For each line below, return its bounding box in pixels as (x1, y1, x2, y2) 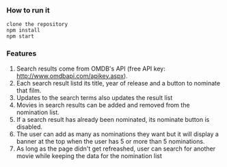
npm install (6, 27, 40, 34)
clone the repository (6, 21, 68, 28)
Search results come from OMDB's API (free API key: (16, 64, 165, 73)
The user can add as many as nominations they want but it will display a (16, 129, 219, 138)
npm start (6, 33, 35, 40)
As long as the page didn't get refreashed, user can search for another (16, 144, 216, 153)
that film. (16, 86, 42, 94)
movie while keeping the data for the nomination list (16, 151, 162, 159)
